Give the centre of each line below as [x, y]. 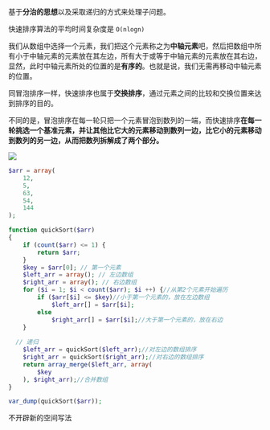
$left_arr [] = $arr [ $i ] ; [93, 305]
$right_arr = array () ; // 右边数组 [80, 283]
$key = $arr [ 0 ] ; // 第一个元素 [72, 268]
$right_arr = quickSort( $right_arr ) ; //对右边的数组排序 [113, 357]
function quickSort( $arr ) [51, 230]
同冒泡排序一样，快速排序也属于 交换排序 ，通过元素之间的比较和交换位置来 [131, 93]
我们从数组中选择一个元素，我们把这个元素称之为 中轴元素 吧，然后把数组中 [131, 46]
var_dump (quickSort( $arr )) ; [55, 401]
